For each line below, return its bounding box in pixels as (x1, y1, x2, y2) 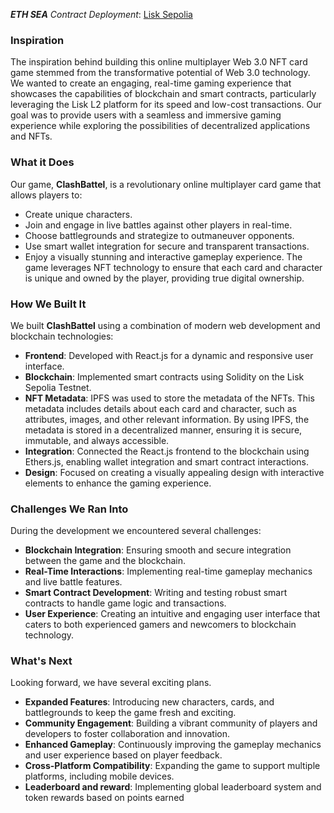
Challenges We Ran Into (10, 502, 129, 516)
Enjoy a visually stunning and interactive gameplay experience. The (24, 250, 303, 263)
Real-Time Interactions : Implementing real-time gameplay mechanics (24, 565, 313, 578)
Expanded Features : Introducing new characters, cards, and (24, 696, 275, 708)
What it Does (10, 155, 75, 169)
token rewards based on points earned (24, 792, 185, 804)
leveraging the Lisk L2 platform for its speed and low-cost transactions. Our (10, 99, 322, 111)
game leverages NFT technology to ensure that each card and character (24, 261, 323, 273)
